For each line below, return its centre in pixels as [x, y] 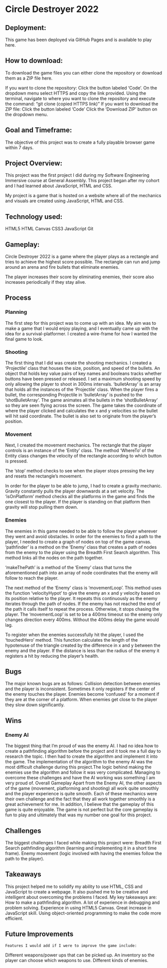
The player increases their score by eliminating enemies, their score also [80, 277]
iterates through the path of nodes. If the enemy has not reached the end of [83, 604]
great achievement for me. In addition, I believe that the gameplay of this [80, 804]
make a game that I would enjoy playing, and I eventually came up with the [82, 328]
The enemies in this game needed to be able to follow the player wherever [82, 531]
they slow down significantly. [35, 705]
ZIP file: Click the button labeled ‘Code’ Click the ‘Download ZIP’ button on [81, 109]
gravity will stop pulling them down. [42, 507]
